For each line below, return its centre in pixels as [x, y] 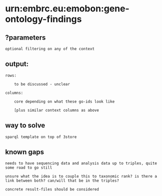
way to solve [25, 125]
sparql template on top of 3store [41, 137]
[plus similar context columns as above [57, 110]
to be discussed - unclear [42, 84]
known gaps [25, 152]
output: [17, 64]
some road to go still [29, 168]
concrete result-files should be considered [52, 190]
